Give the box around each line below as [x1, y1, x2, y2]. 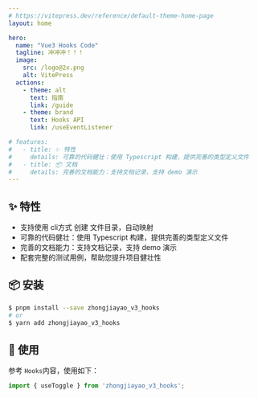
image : [15, 56, 38, 64]
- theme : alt [23, 86, 67, 94]
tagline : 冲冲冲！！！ [15, 49, 84, 57]
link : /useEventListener [29, 124, 113, 132]
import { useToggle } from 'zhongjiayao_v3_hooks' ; [8, 382, 185, 390]
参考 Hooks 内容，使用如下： [8, 366, 99, 375]
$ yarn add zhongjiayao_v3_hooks [8, 318, 121, 326]
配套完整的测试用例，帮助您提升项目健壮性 [19, 252, 162, 262]
